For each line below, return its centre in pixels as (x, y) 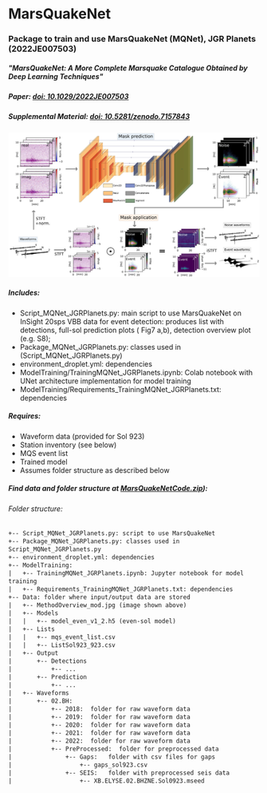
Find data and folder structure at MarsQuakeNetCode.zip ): (108, 489)
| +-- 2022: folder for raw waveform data (100, 741)
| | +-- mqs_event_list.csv (62, 637)
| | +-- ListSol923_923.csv (62, 645)
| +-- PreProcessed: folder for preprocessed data (114, 749)
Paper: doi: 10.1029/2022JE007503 (69, 97)
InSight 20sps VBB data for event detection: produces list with (122, 321)
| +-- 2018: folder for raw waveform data (100, 709)
